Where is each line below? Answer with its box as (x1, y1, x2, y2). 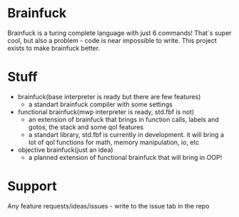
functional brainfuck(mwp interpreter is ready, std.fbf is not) (17, 107, 195, 116)
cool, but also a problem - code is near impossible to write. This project (7, 36, 218, 44)
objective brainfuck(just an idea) (17, 145, 113, 154)
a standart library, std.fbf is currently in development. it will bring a (28, 130, 225, 138)
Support (7, 178, 57, 194)
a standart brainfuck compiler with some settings (28, 100, 173, 108)
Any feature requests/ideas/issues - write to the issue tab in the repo (7, 201, 210, 210)
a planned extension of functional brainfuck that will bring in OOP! (28, 153, 223, 161)
